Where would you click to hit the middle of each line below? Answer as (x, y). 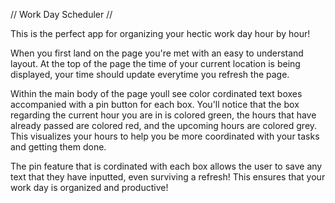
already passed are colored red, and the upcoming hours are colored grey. (164, 125)
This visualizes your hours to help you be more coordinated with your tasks (165, 136)
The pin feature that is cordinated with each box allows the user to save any (166, 166)
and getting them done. (58, 147)
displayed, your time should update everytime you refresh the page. (150, 74)
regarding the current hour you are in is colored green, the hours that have (163, 115)
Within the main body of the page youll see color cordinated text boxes (156, 93)
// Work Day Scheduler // (61, 14)
